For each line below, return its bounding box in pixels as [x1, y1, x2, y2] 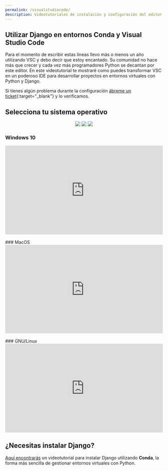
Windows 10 [5, 134, 36, 141]
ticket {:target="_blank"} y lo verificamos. [5, 93, 89, 99]
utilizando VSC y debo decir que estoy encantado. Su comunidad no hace [5, 57, 157, 63]
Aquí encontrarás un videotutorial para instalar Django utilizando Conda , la [5, 454, 159, 460]
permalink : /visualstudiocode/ [5, 7, 70, 13]
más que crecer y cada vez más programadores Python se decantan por [5, 62, 155, 68]
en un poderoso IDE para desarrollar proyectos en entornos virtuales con [5, 73, 156, 79]
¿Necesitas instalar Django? [5, 441, 95, 450]
